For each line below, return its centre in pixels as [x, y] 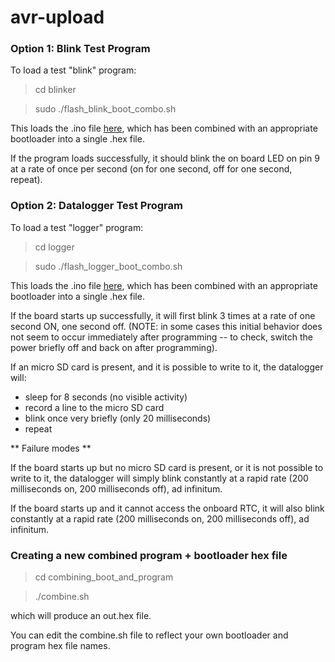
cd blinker [55, 90]
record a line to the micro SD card [94, 407]
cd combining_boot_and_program [104, 577]
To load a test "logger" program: [77, 227]
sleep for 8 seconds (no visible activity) [106, 397]
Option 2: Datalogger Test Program [96, 206]
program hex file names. [60, 646]
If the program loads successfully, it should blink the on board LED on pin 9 [165, 158]
